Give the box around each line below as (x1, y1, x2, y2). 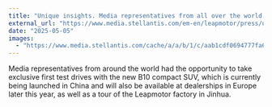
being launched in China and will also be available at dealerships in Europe (8, 81, 257, 91)
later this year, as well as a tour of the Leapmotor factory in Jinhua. (8, 89, 232, 99)
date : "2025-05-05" (8, 27, 74, 35)
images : (8, 34, 35, 43)
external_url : (8, 19, 57, 27)
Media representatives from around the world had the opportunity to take (8, 64, 253, 73)
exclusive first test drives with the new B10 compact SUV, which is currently (8, 72, 261, 82)
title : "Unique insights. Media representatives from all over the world (8, 11, 263, 20)
